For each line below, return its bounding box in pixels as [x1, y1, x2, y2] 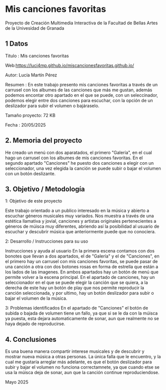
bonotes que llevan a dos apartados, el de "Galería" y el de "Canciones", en [5, 253, 160, 259]
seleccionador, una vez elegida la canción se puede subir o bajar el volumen [5, 165, 161, 171]
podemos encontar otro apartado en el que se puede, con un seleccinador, [5, 92, 159, 98]
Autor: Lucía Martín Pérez [5, 72, 57, 78]
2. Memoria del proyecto [5, 136, 82, 145]
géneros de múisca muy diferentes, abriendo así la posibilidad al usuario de [5, 223, 160, 229]
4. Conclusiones [5, 335, 57, 343]
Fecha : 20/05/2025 [5, 122, 46, 128]
